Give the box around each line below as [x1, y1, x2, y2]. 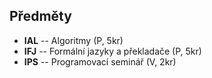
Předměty [9, 8, 72, 25]
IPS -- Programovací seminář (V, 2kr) [23, 55, 177, 68]
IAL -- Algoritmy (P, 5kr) [23, 34, 124, 46]
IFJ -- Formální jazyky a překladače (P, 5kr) [23, 45, 202, 57]
